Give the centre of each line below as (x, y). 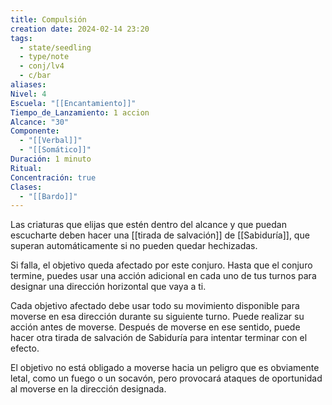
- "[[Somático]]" (55, 150)
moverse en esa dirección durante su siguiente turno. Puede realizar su (157, 317)
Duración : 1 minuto (51, 159)
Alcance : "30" (40, 122)
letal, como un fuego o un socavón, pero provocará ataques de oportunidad (166, 378)
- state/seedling (55, 47)
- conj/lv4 (42, 66)
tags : (21, 38)
